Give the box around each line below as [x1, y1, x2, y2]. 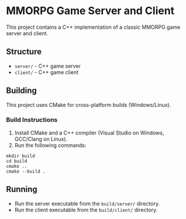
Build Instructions [6, 116, 58, 124]
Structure [6, 47, 42, 57]
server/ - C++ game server [14, 62, 81, 69]
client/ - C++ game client [14, 69, 79, 76]
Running [6, 184, 38, 194]
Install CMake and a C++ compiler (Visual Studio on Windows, [14, 129, 164, 136]
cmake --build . [6, 169, 46, 174]
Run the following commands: [14, 141, 87, 149]
